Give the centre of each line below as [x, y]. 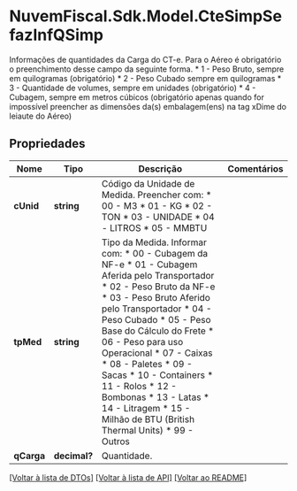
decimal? [73, 456]
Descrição [160, 168]
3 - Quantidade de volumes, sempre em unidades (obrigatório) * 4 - [133, 88]
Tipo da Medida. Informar [154, 242]
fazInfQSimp [57, 35]
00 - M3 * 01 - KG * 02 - [157, 205]
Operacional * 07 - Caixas [157, 353]
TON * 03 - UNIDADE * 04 [158, 217]
